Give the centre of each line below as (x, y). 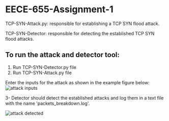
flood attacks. (20, 39)
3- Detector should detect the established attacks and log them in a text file (84, 98)
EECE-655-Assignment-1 (59, 9)
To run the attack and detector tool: (62, 55)
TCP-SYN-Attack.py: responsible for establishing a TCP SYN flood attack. (82, 23)
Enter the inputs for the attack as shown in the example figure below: (77, 82)
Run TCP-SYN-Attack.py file (42, 72)
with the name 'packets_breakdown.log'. (48, 103)
